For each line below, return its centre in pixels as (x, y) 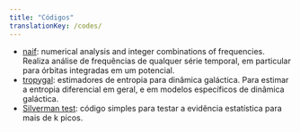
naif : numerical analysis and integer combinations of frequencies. (143, 51)
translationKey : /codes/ (56, 26)
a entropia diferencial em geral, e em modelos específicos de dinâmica (153, 89)
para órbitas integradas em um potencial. (98, 70)
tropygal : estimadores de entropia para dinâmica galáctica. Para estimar (155, 79)
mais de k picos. (53, 118)
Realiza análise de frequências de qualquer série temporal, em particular (157, 61)
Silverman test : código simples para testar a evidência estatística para (152, 108)
